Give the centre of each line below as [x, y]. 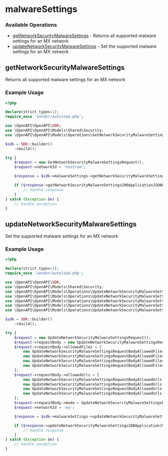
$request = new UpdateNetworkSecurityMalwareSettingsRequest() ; [82, 337]
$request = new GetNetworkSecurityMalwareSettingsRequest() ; [79, 162]
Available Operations [31, 25]
